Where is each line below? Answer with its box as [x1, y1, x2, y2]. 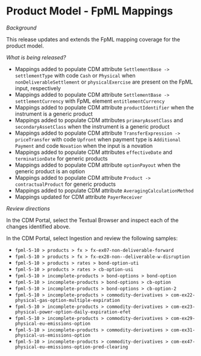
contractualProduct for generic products [14, 180, 116, 188]
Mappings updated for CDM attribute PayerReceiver [14, 193, 143, 200]
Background [6, 24, 37, 31]
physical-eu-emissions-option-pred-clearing [14, 344, 128, 350]
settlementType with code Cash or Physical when [14, 72, 136, 79]
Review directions [6, 204, 50, 212]
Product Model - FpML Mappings [6, 4, 173, 18]
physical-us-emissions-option [14, 332, 91, 338]
